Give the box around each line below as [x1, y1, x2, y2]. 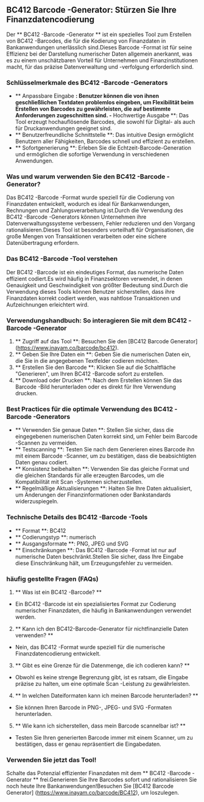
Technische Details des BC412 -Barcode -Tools [6, 513, 148, 522]
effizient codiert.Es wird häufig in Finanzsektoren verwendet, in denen [6, 275, 183, 282]
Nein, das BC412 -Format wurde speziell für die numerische [15, 643, 166, 651]
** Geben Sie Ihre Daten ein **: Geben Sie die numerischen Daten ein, [15, 351, 191, 358]
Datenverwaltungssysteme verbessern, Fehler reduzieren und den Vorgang [6, 220, 195, 227]
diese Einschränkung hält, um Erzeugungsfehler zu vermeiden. [15, 559, 173, 567]
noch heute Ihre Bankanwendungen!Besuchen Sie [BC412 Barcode [6, 782, 174, 790]
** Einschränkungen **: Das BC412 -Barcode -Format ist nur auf [15, 546, 177, 553]
